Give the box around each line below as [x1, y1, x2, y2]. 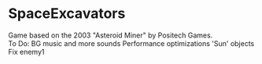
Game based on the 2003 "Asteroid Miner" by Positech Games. [8, 30, 213, 40]
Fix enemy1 [8, 47, 45, 56]
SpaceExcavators [8, 5, 126, 23]
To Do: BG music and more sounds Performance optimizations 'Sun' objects [8, 38, 255, 48]
